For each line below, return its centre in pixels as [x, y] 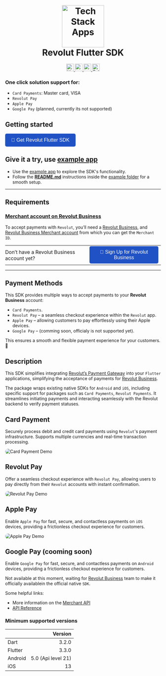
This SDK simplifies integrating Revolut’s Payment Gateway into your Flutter [83, 373]
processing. [17, 442]
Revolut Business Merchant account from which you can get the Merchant [80, 232]
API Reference [27, 608]
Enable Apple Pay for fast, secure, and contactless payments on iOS [74, 521]
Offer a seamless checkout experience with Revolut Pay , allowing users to [81, 479]
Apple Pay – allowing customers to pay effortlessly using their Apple [81, 320]
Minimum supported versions [41, 621]
